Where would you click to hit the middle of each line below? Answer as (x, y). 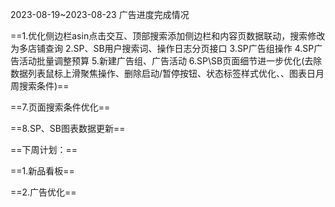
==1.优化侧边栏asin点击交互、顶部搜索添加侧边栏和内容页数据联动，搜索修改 (168, 36)
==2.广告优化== (43, 192)
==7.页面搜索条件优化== (60, 107)
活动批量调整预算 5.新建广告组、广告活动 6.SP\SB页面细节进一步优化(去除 (170, 61)
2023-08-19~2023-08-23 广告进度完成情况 (100, 14)
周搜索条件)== (40, 86)
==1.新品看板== (42, 171)
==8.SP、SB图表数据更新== (68, 128)
